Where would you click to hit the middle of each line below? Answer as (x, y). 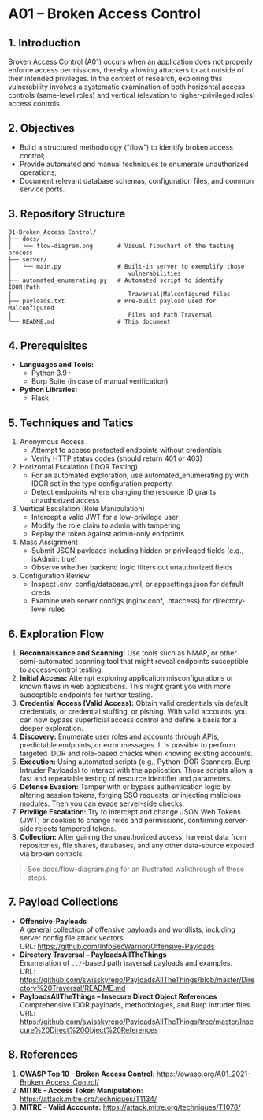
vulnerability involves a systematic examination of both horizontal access (127, 87)
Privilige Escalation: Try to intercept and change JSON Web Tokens (130, 812)
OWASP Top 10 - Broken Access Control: (87, 1074)
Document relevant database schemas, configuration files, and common (137, 180)
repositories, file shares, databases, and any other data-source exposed (137, 846)
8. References (43, 1055)
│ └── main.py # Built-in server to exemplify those (126, 266)
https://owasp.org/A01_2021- (203, 1074)
